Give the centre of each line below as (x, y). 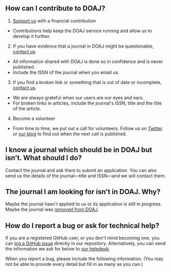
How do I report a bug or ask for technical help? (82, 226)
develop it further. (31, 36)
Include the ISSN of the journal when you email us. (66, 72)
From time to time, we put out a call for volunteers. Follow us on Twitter (88, 128)
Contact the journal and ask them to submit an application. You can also (81, 170)
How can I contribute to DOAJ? (55, 8)
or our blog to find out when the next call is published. (70, 134)
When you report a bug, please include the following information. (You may (84, 259)
